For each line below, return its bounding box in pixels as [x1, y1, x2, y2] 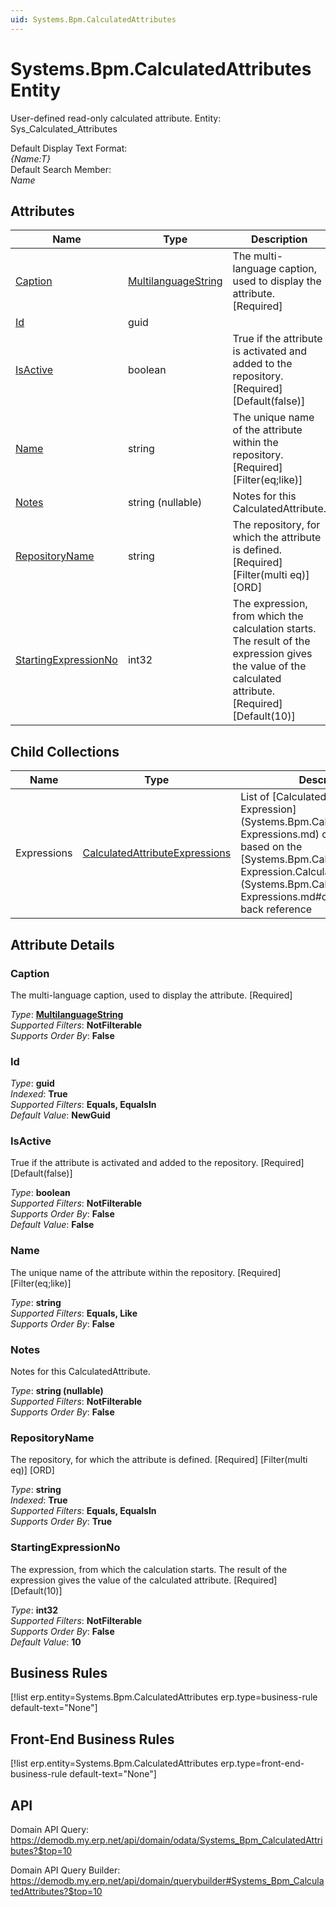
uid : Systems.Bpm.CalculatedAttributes [10, 14, 177, 25]
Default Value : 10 [10, 1636, 82, 1648]
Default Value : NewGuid [10, 1109, 111, 1121]
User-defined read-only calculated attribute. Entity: [10, 112, 222, 124]
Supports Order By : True [10, 1516, 113, 1528]
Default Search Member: [10, 163, 112, 175]
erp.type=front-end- [220, 1757, 305, 1770]
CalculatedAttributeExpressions [82, 846, 232, 860]
